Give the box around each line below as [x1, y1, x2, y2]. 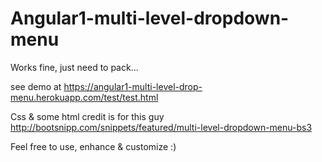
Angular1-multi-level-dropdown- [10, 7, 290, 30]
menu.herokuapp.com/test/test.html [10, 91, 159, 103]
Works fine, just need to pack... [10, 61, 139, 73]
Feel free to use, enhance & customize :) [10, 140, 177, 152]
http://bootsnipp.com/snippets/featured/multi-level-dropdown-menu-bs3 [10, 121, 313, 133]
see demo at [10, 80, 62, 92]
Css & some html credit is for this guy [10, 110, 165, 122]
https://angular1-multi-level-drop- [63, 80, 203, 92]
